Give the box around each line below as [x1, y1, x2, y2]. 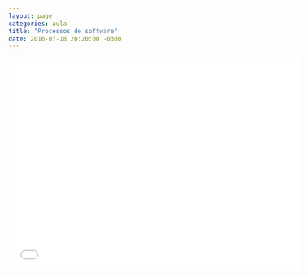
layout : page [8, 11, 53, 20]
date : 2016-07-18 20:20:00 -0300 [8, 34, 122, 43]
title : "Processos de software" [8, 27, 118, 35]
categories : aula [8, 19, 67, 28]
